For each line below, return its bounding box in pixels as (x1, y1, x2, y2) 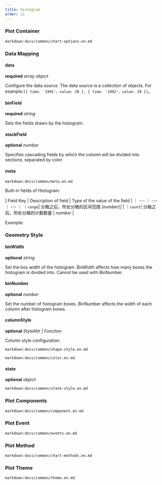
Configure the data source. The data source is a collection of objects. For (5, 83, 152, 88)
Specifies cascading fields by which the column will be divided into (5, 152, 140, 158)
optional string (5, 254, 35, 260)
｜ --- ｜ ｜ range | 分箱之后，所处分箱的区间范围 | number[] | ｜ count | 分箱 (5, 204, 152, 210)
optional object (5, 377, 36, 382)
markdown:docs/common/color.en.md (5, 356, 75, 360)
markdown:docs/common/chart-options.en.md (5, 39, 92, 44)
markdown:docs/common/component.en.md (5, 408, 84, 413)
